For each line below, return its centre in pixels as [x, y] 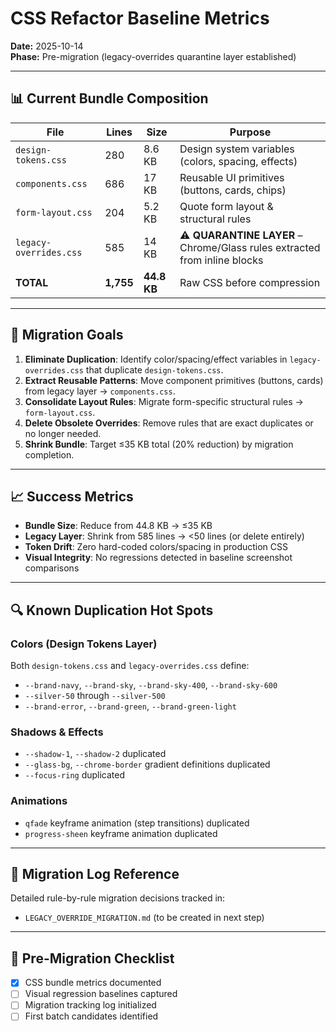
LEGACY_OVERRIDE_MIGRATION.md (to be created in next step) [144, 918]
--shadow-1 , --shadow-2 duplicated [95, 754]
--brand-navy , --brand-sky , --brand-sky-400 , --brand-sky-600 [151, 685]
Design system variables [237, 149]
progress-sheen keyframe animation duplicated [121, 833]
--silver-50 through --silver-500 [95, 696]
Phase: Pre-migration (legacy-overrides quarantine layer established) [153, 56]
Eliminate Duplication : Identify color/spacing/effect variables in [156, 359]
